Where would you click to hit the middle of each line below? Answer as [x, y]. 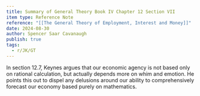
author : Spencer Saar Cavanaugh [46, 34]
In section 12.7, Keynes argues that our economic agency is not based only [98, 67]
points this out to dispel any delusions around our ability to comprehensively [100, 80]
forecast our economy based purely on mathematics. [72, 86]
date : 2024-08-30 [28, 28]
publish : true [24, 39]
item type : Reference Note [40, 17]
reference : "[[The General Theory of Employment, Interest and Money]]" [99, 23]
